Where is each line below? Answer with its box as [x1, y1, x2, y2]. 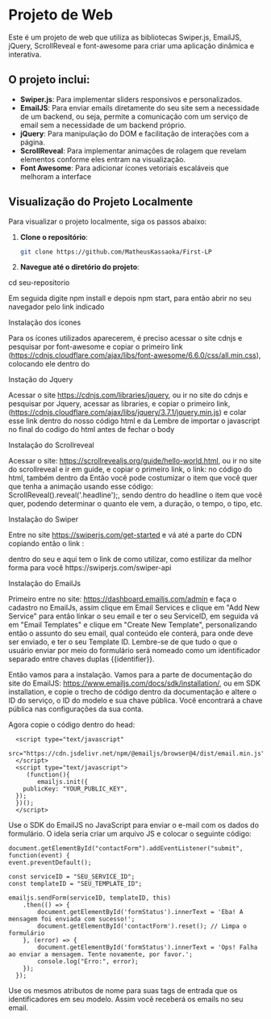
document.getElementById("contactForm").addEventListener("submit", [8, 845, 244, 853]
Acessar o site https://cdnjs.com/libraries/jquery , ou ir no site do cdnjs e [8, 390, 248, 400]
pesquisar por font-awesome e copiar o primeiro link [8, 342, 183, 352]
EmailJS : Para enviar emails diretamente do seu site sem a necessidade [19, 103, 260, 112]
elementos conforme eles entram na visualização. [19, 154, 186, 164]
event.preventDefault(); [8, 858, 92, 867]
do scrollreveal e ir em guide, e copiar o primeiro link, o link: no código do [8, 464, 252, 474]
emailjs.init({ [37, 778, 89, 786]
